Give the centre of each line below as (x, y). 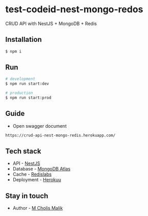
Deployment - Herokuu (37, 180)
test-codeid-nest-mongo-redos (74, 9)
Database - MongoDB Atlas (41, 169)
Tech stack (23, 151)
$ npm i (14, 51)
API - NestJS (26, 163)
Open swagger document (40, 126)
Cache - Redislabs (32, 174)
